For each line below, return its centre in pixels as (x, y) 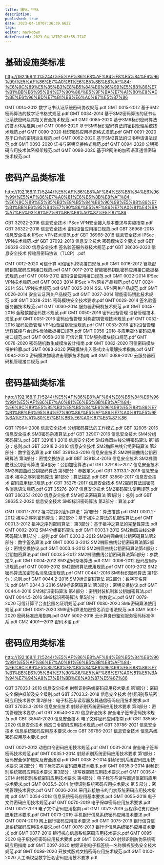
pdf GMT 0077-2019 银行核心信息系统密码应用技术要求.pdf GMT (75, 833)
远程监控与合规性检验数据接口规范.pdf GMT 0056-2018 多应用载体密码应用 (80, 331)
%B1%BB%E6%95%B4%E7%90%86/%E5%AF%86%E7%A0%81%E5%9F (81, 412)
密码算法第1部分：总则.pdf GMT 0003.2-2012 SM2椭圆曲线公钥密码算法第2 (81, 536)
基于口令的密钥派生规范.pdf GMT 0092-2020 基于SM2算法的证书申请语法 (79, 138)
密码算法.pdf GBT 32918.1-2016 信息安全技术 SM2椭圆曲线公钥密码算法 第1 (80, 440)
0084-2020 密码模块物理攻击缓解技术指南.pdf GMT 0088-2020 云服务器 (78, 355)
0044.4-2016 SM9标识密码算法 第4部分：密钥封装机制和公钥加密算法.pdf (79, 591)
